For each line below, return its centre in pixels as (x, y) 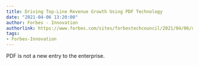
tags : (13, 34)
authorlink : (21, 28)
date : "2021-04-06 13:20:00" (42, 17)
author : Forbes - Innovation (42, 22)
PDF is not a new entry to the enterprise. (56, 56)
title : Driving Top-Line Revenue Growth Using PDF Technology (84, 12)
